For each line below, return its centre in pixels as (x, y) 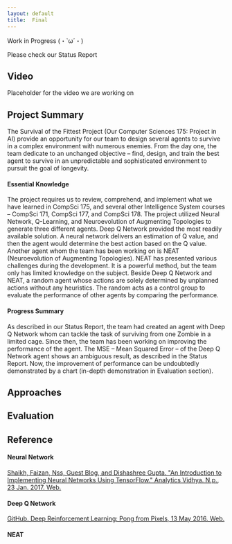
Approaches (35, 392)
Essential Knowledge (38, 184)
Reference (30, 440)
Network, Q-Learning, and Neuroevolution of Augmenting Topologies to (109, 222)
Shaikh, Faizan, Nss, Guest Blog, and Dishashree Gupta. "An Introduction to (115, 473)
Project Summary (46, 115)
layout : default (30, 14)
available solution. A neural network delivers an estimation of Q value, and (113, 236)
